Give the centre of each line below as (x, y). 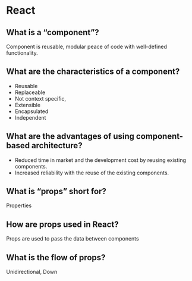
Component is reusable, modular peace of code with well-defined (87, 46)
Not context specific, (40, 98)
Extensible (27, 105)
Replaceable (30, 92)
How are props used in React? (62, 224)
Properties (19, 205)
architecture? (57, 146)
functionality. (22, 53)
